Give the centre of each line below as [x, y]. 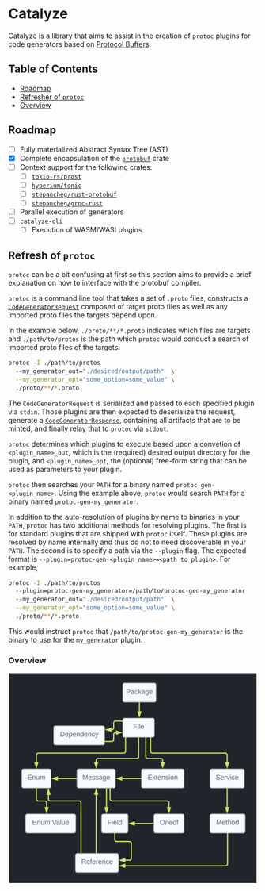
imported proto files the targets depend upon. [83, 315]
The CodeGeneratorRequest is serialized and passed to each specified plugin [131, 403]
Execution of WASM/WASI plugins [87, 230]
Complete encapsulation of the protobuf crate [95, 158]
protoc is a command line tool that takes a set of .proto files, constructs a [128, 298]
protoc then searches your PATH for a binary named [91, 484]
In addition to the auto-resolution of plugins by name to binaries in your [124, 517]
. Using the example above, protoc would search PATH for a [150, 493]
